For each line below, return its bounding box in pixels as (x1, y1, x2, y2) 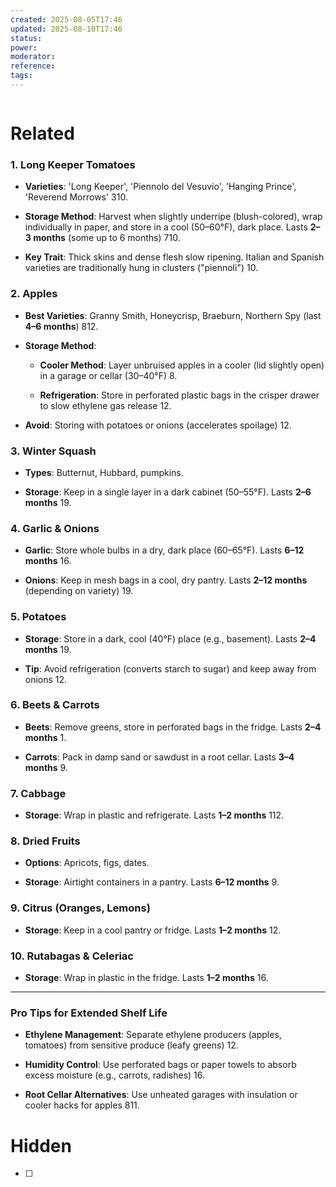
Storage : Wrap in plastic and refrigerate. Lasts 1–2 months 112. (24, 809, 285, 821)
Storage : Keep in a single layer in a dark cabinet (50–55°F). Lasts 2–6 (24, 486, 312, 498)
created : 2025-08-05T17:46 (10, 14, 123, 25)
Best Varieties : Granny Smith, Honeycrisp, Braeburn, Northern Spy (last (24, 309, 322, 321)
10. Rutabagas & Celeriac (10, 949, 134, 963)
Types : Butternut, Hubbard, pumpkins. (24, 466, 184, 478)
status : (10, 33, 43, 43)
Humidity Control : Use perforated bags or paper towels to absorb (24, 1059, 297, 1071)
